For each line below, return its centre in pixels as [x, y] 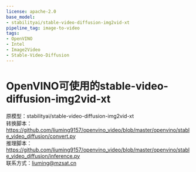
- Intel [16, 45]
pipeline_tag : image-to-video [43, 28]
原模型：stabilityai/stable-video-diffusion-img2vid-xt [70, 116]
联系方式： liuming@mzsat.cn [41, 163]
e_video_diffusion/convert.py [41, 136]
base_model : [21, 17]
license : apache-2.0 [31, 11]
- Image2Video [23, 50]
